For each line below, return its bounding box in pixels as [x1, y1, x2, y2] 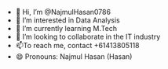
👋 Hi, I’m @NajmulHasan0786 [15, 8, 111, 16]
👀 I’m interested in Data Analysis [15, 16, 120, 25]
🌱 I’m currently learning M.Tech [15, 24, 118, 33]
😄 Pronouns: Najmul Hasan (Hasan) [15, 52, 133, 61]
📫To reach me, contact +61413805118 [15, 41, 140, 50]
